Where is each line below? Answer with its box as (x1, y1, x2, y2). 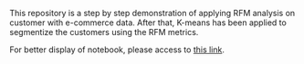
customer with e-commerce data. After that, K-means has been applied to (9, 17, 288, 28)
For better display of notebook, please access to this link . (9, 44, 225, 55)
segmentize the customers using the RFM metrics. (9, 27, 199, 37)
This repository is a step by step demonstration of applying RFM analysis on (9, 8, 296, 18)
